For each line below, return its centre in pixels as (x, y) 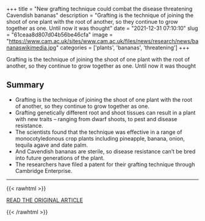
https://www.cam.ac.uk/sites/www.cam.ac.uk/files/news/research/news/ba (104, 41)
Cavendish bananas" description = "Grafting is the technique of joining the (100, 15)
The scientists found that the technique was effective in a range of (99, 132)
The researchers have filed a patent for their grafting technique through (105, 164)
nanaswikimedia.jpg (31, 47)
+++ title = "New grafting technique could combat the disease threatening (99, 9)
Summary (25, 85)
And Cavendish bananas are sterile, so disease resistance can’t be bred (105, 151)
